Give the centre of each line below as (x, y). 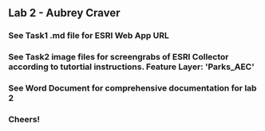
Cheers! (24, 120)
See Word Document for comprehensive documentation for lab (132, 88)
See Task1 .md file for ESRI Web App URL (89, 36)
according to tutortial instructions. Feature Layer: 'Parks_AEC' (132, 67)
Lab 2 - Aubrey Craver (64, 13)
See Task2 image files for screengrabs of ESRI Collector (119, 57)
